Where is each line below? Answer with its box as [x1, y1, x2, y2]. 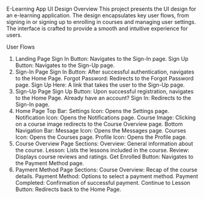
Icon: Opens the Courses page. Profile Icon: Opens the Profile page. [15, 133, 187, 141]
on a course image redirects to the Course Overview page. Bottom [15, 120, 183, 128]
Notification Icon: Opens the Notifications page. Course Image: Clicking [15, 114, 196, 121]
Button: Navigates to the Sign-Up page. [15, 61, 115, 69]
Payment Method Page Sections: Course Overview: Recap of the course [15, 166, 198, 173]
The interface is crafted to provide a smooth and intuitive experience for [6, 25, 188, 32]
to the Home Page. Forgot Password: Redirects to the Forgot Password [15, 75, 194, 82]
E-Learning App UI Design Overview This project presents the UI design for [6, 6, 197, 12]
